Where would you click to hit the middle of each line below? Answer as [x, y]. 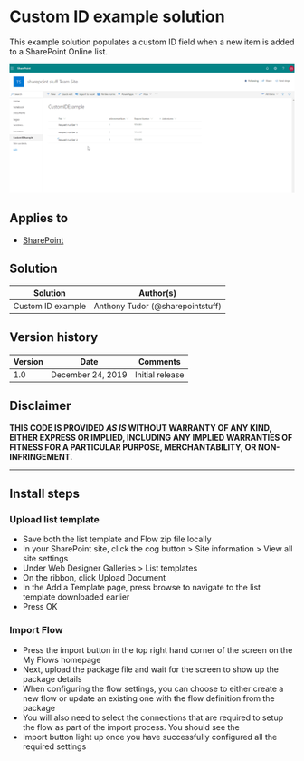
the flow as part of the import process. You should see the [131, 727]
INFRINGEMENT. [41, 456]
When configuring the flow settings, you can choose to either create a [153, 688]
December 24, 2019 [90, 375]
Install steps [44, 493]
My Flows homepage [62, 659]
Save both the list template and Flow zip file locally [117, 539]
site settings [45, 559]
